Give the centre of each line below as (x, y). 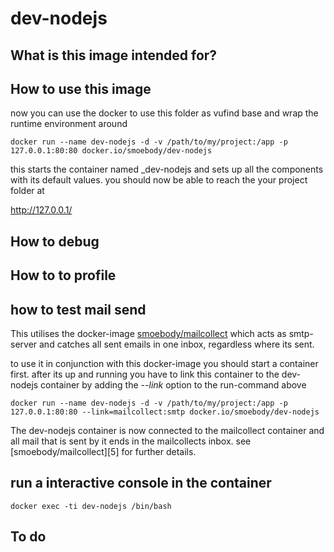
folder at (27, 191)
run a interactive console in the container (141, 483)
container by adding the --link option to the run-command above (173, 384)
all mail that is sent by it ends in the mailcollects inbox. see (131, 441)
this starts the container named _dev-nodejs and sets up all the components (167, 169)
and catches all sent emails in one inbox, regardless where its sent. (177, 344)
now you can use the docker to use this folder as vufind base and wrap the (164, 113)
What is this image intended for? (114, 55)
